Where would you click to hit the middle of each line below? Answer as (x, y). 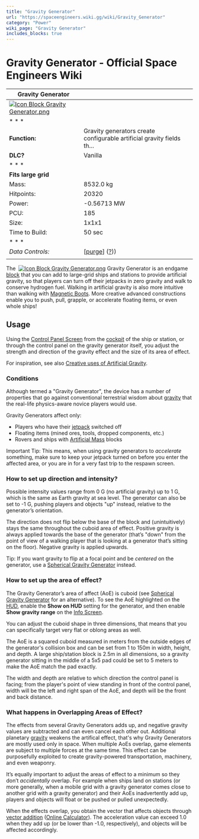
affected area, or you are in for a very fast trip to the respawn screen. (91, 464)
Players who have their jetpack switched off (68, 427)
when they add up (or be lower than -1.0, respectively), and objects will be (97, 824)
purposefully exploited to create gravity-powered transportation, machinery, (99, 757)
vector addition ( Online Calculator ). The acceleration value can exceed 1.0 (96, 817)
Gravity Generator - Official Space (92, 63)
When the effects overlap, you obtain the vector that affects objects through (99, 811)
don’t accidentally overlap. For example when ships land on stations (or (93, 781)
